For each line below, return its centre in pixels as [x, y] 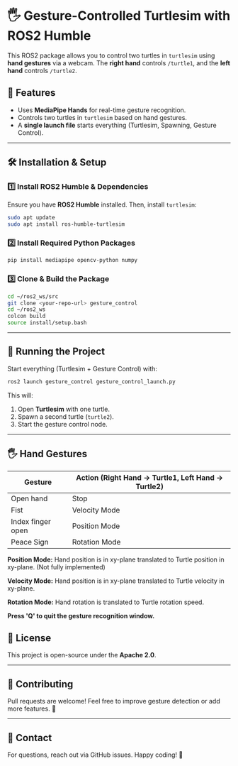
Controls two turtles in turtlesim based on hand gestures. [102, 117]
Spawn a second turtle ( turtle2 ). [66, 416]
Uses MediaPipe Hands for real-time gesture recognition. [102, 110]
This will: [20, 395]
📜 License [29, 638]
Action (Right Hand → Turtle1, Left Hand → [150, 477]
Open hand [29, 498]
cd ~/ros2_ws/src [33, 296]
